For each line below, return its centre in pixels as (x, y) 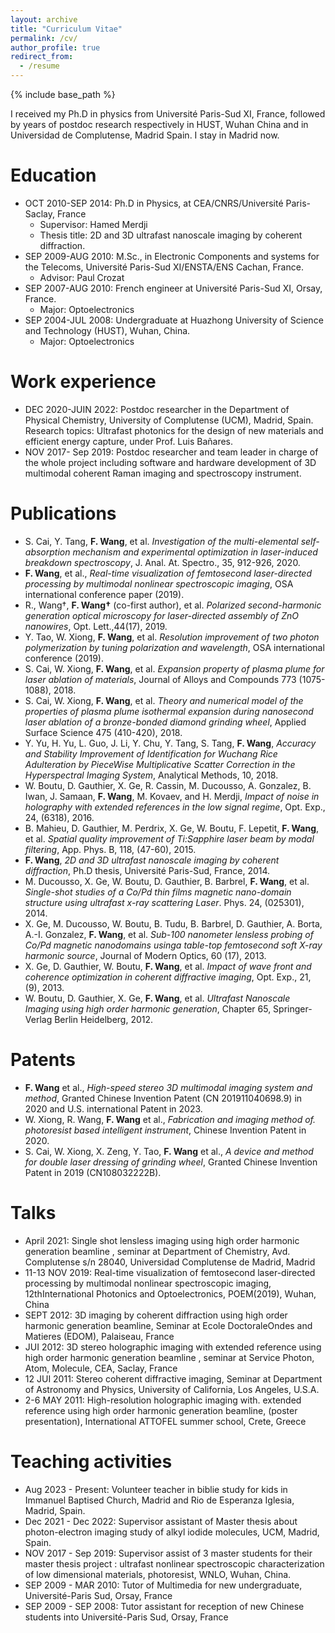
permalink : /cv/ (44, 38)
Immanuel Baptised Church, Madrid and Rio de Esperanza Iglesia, (159, 1500)
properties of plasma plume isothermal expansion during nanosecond (169, 711)
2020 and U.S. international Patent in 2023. (113, 1108)
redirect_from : (42, 57)
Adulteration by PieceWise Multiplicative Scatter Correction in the (160, 764)
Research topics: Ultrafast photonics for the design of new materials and (174, 430)
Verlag (38, 1019)
